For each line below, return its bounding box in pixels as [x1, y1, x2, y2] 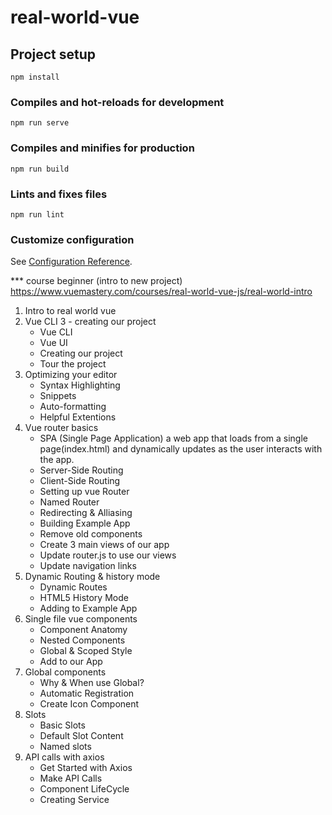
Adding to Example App [39, 602, 138, 615]
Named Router [39, 496, 100, 508]
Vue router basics [24, 422, 99, 434]
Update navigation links [39, 560, 137, 572]
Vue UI [39, 337, 68, 349]
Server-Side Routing [39, 464, 124, 476]
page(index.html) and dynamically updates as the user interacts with [39, 443, 323, 455]
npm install [10, 72, 60, 82]
